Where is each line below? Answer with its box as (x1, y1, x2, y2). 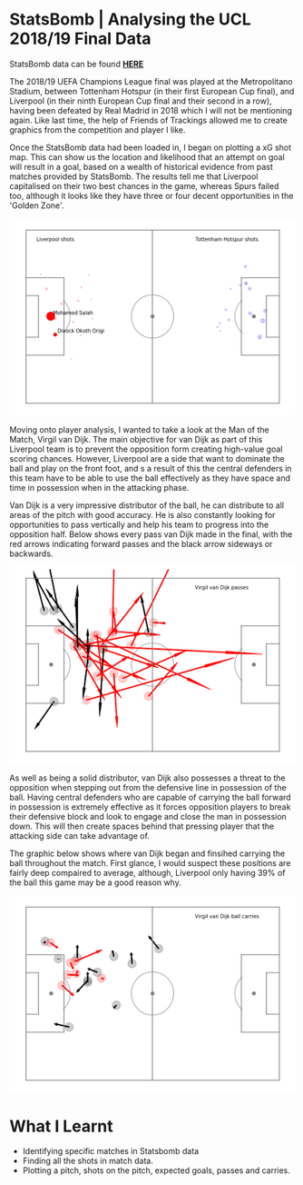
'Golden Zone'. (9, 200, 64, 211)
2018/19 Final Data (9, 28, 151, 49)
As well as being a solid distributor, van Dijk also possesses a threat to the (9, 772, 286, 783)
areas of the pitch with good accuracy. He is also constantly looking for (9, 510, 276, 521)
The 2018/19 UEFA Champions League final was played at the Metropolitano (9, 75, 293, 86)
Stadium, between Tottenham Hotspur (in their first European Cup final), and (9, 85, 295, 96)
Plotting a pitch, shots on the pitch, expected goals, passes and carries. (22, 1165, 290, 1176)
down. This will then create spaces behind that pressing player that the (9, 821, 275, 831)
